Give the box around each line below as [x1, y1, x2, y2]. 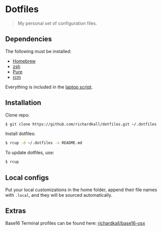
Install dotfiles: [5, 131, 36, 137]
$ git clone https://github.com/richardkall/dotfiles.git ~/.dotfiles [5, 122, 157, 127]
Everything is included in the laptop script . [5, 84, 93, 90]
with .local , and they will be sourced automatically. [5, 192, 113, 198]
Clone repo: [5, 112, 30, 118]
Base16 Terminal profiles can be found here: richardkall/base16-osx [5, 220, 145, 226]
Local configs [5, 173, 49, 182]
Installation [5, 98, 41, 107]
